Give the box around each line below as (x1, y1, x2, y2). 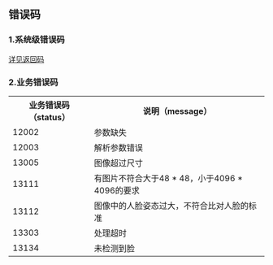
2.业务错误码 (8, 76, 58, 88)
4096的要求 (93, 185, 140, 196)
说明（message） (142, 105, 212, 116)
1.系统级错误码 (8, 34, 65, 46)
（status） (28, 111, 71, 123)
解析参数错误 (93, 141, 144, 153)
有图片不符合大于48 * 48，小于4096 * (93, 172, 244, 184)
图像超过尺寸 (93, 157, 144, 168)
